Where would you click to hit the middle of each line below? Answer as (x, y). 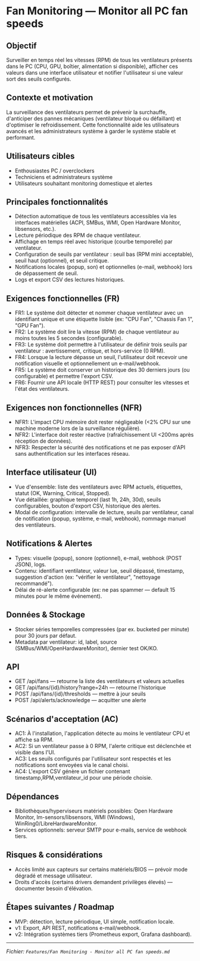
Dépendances (33, 797)
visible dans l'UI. (35, 752)
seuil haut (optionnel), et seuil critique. (62, 261)
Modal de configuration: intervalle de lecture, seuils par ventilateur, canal (104, 512)
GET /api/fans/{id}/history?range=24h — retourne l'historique (90, 688)
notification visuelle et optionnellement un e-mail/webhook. (87, 364)
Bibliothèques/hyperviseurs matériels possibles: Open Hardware (94, 811)
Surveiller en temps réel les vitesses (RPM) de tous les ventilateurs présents (99, 60)
